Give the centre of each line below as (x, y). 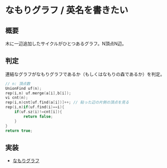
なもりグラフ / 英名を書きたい (67, 10)
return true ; (19, 131)
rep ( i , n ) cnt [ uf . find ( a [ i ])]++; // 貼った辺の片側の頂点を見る (67, 102)
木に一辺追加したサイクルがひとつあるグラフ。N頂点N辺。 (66, 44)
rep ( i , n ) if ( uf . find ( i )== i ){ (35, 107)
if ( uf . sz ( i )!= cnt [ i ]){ (38, 112)
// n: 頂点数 (18, 84)
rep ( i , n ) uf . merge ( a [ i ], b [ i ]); (38, 93)
